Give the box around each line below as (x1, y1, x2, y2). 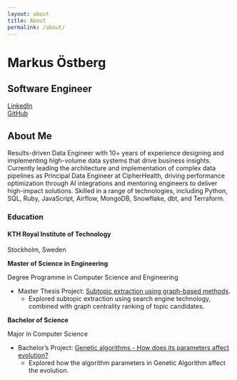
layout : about (7, 10, 50, 18)
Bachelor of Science (7, 316, 69, 324)
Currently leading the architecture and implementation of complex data (7, 164, 216, 173)
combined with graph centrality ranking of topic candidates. (28, 302, 205, 311)
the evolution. (28, 366, 69, 375)
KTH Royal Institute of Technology (7, 230, 111, 238)
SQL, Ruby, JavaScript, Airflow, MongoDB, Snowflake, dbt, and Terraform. (7, 194, 225, 203)
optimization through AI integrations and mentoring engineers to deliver (7, 179, 218, 188)
